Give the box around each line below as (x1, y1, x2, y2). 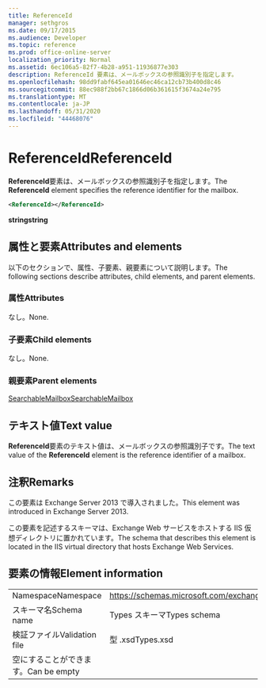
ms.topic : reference (8, 41, 77, 49)
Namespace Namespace (12, 590, 102, 601)
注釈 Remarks (8, 475, 74, 489)
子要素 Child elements (8, 334, 93, 345)
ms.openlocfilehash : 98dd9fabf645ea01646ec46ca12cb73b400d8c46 (8, 78, 222, 86)
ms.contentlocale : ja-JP (8, 100, 90, 108)
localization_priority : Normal (8, 56, 112, 64)
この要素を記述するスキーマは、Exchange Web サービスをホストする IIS (8, 523, 243, 532)
